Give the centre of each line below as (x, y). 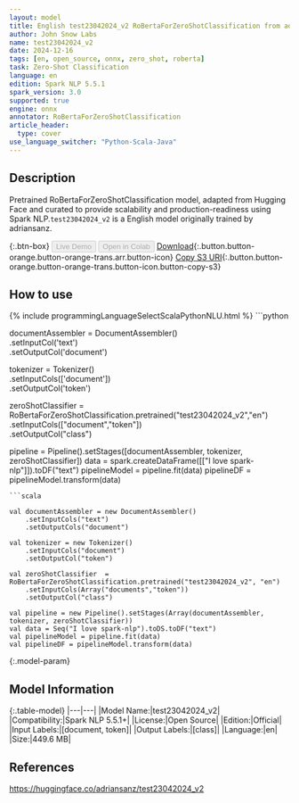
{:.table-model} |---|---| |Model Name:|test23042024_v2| (115, 711)
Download (175, 245)
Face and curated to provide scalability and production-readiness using (140, 209)
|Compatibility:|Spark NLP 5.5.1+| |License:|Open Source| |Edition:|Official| (145, 720)
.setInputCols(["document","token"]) (76, 425)
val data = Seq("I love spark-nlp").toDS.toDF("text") (113, 629)
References (42, 767)
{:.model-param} (40, 661)
